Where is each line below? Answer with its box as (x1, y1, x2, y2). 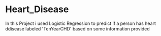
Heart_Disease (5, 4, 69, 15)
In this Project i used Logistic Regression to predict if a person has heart (5, 20, 156, 26)
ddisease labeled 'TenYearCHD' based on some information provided (5, 25, 150, 31)
